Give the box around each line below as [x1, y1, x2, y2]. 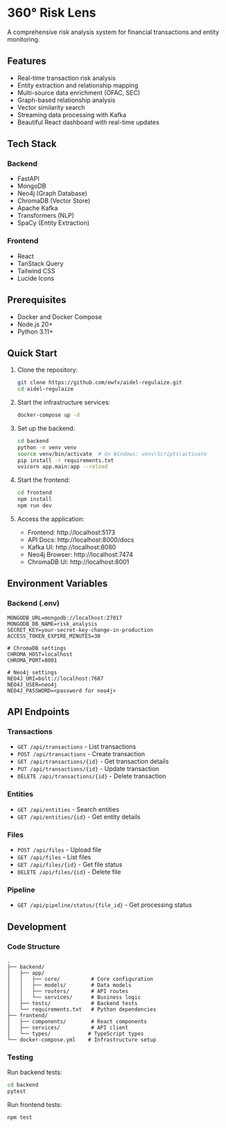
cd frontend [17, 489, 52, 497]
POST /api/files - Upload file [17, 845, 102, 854]
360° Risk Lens [7, 5, 96, 21]
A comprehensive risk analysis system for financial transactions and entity [7, 28, 220, 36]
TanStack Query [17, 259, 64, 268]
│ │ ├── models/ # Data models [7, 982, 132, 989]
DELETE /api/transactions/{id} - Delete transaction [17, 772, 166, 780]
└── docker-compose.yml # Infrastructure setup [7, 1036, 157, 1043]
